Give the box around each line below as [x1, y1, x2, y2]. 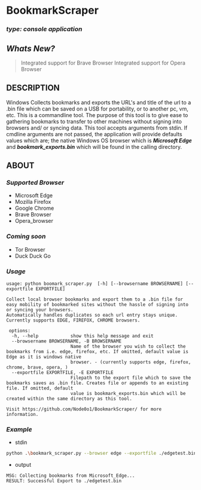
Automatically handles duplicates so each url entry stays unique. [6, 312, 178, 318]
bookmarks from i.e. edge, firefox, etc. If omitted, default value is [6, 349, 188, 355]
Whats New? [6, 43, 56, 54]
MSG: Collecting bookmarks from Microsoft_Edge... [6, 473, 135, 479]
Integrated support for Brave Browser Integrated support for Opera [20, 59, 185, 66]
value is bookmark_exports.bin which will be [70, 391, 186, 397]
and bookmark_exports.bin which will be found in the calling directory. [6, 143, 182, 150]
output [14, 461, 32, 468]
